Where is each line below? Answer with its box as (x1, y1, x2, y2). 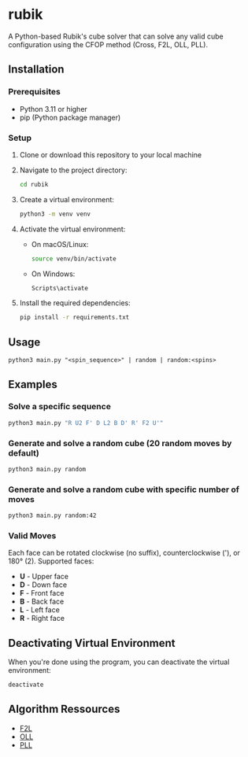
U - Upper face (19, 572, 69, 582)
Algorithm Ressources (8, 703, 120, 716)
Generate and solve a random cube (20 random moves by (8, 438, 232, 449)
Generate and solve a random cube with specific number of (8, 484, 240, 495)
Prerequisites (8, 87, 61, 98)
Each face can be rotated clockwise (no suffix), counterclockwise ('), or (8, 548, 240, 558)
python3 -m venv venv (19, 210, 91, 218)
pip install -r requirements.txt (19, 313, 130, 322)
